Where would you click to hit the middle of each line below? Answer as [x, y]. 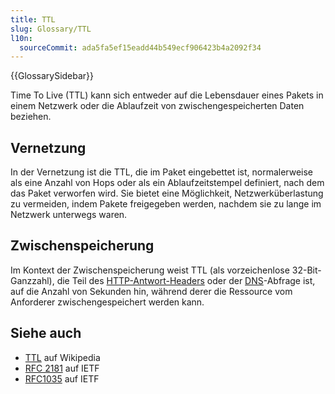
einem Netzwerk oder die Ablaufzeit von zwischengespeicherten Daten [157, 106]
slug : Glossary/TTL [51, 29]
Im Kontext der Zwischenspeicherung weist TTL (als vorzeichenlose [150, 270]
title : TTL [33, 19]
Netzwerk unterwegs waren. [69, 215]
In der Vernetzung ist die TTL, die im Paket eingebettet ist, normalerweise [162, 172]
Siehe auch [46, 333]
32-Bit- [306, 270]
